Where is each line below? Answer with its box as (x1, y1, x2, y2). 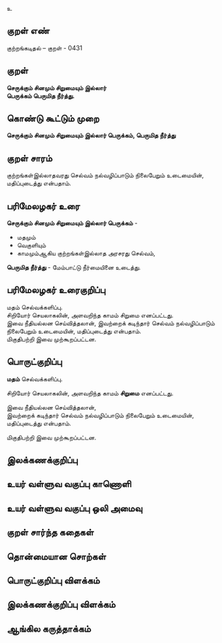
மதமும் (16, 233, 36, 242)
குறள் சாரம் (6, 152, 52, 164)
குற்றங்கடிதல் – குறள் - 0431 (6, 43, 83, 52)
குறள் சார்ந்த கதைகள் (6, 526, 94, 539)
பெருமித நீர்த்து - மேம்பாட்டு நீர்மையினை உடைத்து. (6, 263, 141, 272)
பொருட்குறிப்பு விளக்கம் (6, 575, 100, 587)
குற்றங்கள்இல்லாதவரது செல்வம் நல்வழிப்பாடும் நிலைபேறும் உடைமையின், (6, 171, 204, 179)
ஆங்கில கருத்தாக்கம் (6, 622, 91, 634)
